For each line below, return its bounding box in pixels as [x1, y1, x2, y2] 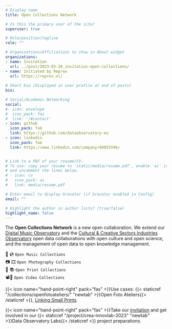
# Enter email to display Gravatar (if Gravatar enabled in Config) [5, 191, 155, 197]
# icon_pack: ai [5, 178, 45, 183]
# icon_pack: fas [5, 111, 45, 117]
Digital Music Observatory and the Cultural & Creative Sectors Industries [5, 230, 158, 236]
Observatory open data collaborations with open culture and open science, [5, 236, 164, 242]
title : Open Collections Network [5, 12, 77, 17]
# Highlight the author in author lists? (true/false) [5, 206, 125, 211]
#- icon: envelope [5, 106, 45, 112]
